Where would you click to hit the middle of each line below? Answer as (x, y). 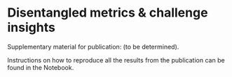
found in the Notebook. (41, 67)
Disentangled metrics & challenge (108, 13)
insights (32, 27)
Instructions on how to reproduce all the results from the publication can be (116, 60)
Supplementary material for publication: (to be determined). (93, 46)
